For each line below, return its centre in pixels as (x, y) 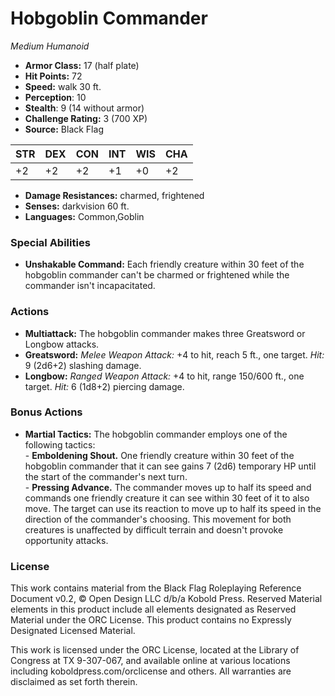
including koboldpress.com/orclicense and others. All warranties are (151, 671)
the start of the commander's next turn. (106, 476)
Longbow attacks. (62, 344)
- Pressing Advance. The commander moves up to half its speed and (168, 487)
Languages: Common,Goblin (84, 216)
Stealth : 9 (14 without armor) (84, 108)
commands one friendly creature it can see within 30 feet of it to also (167, 498)
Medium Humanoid (50, 46)
